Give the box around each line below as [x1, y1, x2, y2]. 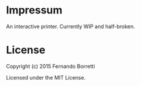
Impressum [6, 4, 63, 17]
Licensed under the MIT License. [6, 74, 86, 81]
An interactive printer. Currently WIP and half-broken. [6, 23, 135, 30]
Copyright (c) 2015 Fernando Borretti [6, 63, 95, 70]
